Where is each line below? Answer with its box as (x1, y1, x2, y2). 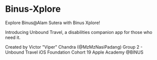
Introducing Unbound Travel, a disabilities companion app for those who (5, 29, 153, 35)
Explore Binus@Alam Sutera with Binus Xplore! (5, 20, 101, 26)
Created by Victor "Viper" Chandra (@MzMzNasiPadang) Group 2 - (5, 44, 143, 50)
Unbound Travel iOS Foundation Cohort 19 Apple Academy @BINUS (5, 49, 144, 55)
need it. (5, 34, 21, 40)
